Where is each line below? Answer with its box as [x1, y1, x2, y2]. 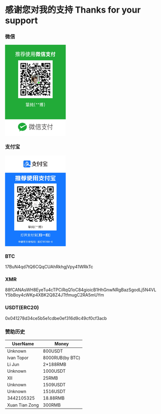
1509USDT [43, 381, 66, 387]
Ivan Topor [7, 355, 29, 361]
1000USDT [43, 368, 66, 374]
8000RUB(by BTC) [43, 355, 81, 361]
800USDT [43, 348, 63, 354]
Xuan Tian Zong [7, 402, 39, 408]
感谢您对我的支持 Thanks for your [5, 4, 141, 16]
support [5, 15, 38, 26]
